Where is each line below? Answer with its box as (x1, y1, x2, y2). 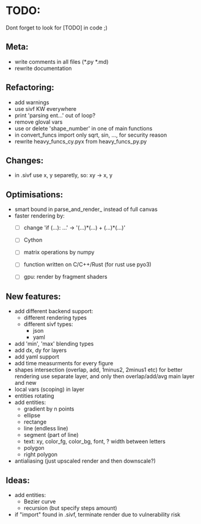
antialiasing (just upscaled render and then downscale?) (14, 457, 156, 465)
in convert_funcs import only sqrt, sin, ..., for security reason (14, 131, 167, 139)
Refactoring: (5, 82, 54, 93)
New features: (5, 291, 61, 302)
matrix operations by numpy (23, 249, 95, 256)
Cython (23, 237, 43, 244)
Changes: (5, 155, 44, 165)
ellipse (23, 412, 41, 419)
